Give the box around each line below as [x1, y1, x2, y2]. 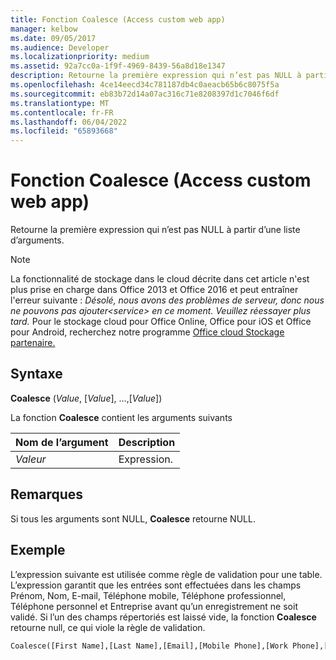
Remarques [10, 486, 84, 503]
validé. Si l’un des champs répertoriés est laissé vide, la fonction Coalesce [10, 611, 317, 623]
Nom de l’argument [15, 435, 109, 449]
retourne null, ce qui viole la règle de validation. [10, 621, 206, 633]
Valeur [15, 452, 47, 466]
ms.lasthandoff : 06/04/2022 [10, 117, 128, 127]
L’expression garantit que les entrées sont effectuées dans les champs [10, 579, 302, 591]
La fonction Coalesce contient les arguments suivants [10, 411, 233, 423]
